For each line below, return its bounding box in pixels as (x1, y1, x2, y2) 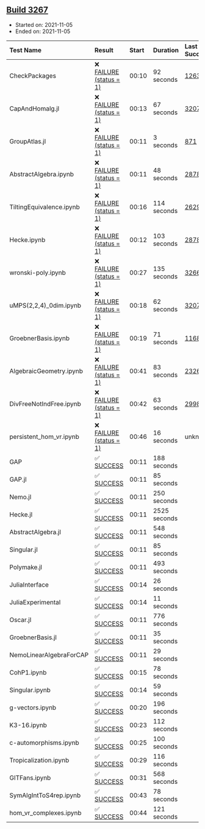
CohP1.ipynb (9, 668, 47, 676)
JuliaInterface (9, 580, 49, 588)
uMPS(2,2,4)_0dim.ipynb (9, 301, 81, 310)
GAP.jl (9, 475, 27, 483)
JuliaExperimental (9, 598, 61, 606)
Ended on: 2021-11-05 (15, 27, 71, 35)
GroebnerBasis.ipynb (9, 334, 70, 342)
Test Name (9, 46, 41, 54)
